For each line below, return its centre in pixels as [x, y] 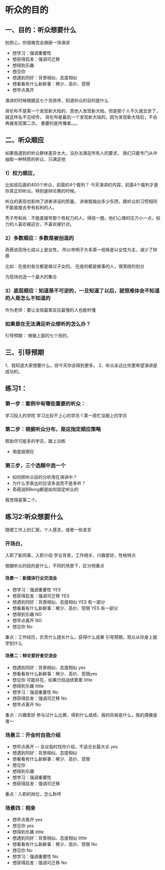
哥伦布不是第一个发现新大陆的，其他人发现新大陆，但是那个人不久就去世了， [83, 111]
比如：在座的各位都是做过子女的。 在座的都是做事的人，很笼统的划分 [75, 266]
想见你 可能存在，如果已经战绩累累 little [52, 679]
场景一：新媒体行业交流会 [31, 578]
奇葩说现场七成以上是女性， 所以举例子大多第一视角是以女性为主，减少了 [79, 250]
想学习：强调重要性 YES [36, 590]
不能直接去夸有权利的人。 [31, 208]
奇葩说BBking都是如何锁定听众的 [45, 489]
